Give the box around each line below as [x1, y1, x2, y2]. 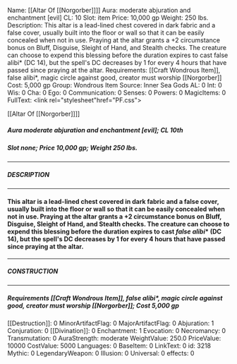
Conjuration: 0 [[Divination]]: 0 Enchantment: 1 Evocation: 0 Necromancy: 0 [7, 327, 226, 335]
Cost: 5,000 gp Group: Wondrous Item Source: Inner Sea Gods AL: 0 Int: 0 [7, 81, 222, 89]
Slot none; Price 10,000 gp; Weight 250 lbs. [7, 143, 138, 152]
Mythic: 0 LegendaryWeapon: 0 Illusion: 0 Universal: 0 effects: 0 [7, 349, 195, 358]
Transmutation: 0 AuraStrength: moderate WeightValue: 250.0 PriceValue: [7, 334, 221, 343]
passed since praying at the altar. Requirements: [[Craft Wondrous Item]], [7, 66, 221, 74]
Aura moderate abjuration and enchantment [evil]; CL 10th [7, 126, 183, 134]
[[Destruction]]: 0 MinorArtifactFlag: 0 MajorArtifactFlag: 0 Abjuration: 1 [7, 319, 214, 327]
